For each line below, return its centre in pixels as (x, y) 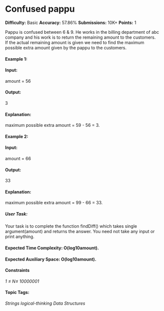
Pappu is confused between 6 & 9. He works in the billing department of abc (82, 32)
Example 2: (17, 136)
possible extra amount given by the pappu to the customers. (66, 48)
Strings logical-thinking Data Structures (45, 303)
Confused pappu (40, 9)
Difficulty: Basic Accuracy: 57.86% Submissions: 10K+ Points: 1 (71, 23)
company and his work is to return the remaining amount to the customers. (80, 37)
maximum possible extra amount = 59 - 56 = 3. (53, 125)
